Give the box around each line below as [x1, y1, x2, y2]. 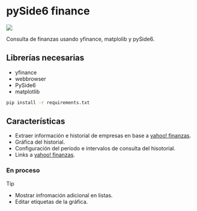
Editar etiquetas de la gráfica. [14, 198, 88, 205]
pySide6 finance [6, 4, 90, 18]
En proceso [6, 167, 40, 175]
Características [6, 116, 65, 127]
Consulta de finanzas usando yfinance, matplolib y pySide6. [6, 35, 155, 43]
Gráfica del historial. [14, 138, 65, 145]
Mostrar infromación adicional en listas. [14, 191, 113, 199]
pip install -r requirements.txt [6, 99, 90, 106]
